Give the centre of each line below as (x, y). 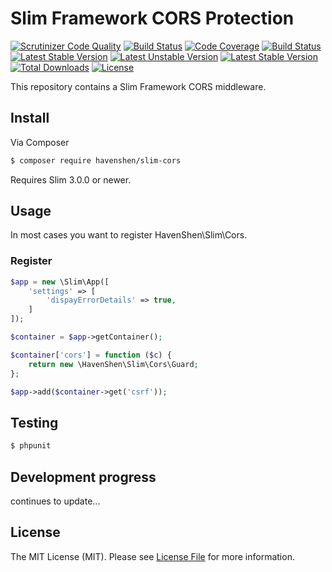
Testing (34, 422)
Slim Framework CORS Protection (152, 18)
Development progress (83, 477)
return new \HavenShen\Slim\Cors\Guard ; (113, 364)
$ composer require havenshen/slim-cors (96, 160)
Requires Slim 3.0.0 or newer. (71, 179)
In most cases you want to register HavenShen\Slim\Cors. (129, 235)
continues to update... (55, 501)
